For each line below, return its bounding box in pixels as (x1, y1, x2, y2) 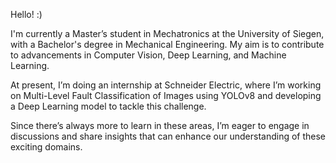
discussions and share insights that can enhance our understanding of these (10, 130, 327, 142)
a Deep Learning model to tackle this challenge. (10, 100, 207, 112)
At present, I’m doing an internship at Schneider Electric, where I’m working (10, 79, 322, 91)
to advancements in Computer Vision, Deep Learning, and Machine (10, 49, 287, 61)
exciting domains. (10, 141, 83, 153)
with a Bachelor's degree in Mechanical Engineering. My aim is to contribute (10, 39, 325, 50)
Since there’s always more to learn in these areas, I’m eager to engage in (10, 120, 310, 131)
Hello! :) (10, 9, 43, 20)
